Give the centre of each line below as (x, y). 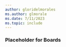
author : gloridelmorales (30, 9)
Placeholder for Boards (33, 40)
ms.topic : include (24, 23)
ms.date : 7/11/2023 (25, 18)
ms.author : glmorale (26, 14)
